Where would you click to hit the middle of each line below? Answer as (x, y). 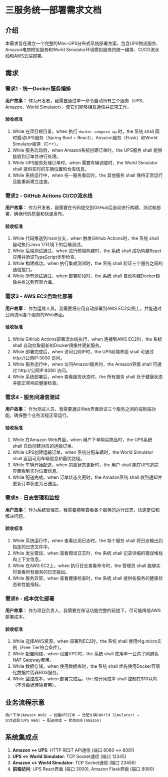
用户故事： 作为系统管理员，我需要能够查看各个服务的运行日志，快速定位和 (82, 510)
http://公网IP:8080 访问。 (44, 370)
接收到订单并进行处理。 (36, 156)
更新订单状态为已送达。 (36, 484)
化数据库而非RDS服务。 (36, 673)
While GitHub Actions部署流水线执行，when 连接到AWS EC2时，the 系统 (87, 339)
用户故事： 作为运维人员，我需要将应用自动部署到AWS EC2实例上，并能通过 (83, 308)
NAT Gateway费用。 (33, 660)
